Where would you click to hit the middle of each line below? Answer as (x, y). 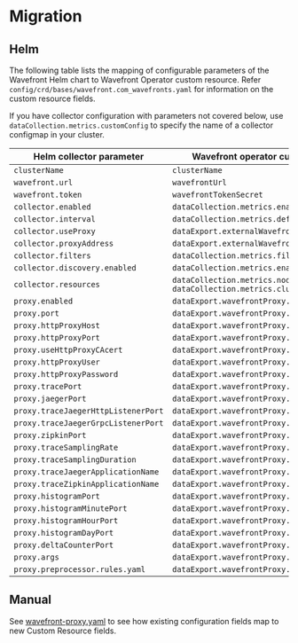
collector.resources (57, 284)
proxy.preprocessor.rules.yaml (80, 569)
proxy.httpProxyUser (57, 362)
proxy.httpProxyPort (57, 337)
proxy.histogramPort (57, 496)
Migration (46, 16)
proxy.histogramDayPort (64, 533)
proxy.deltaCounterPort (64, 545)
